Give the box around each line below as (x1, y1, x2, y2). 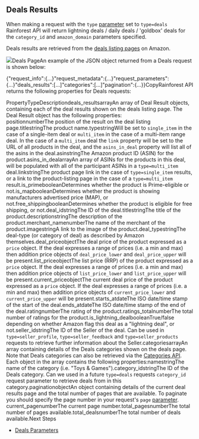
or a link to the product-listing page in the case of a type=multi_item (6, 175, 173, 182)
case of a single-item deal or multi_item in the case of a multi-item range (6, 130, 186, 137)
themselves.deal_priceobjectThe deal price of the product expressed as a (6, 238, 187, 245)
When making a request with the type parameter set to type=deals (6, 20, 168, 27)
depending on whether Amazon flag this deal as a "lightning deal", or (6, 320, 175, 327)
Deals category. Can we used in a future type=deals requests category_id (6, 371, 186, 378)
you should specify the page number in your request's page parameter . (6, 396, 179, 403)
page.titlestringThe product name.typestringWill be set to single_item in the (6, 124, 192, 131)
